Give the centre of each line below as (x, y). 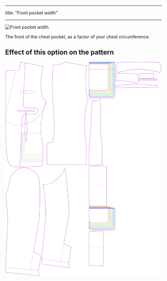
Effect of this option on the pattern (60, 52)
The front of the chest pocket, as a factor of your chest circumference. (78, 37)
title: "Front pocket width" (32, 13)
